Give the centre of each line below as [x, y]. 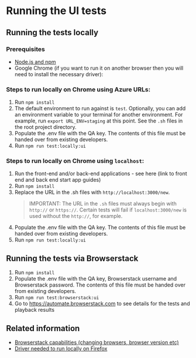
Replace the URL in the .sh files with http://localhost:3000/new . [92, 192]
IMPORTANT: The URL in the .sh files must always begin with [103, 204]
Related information [43, 328]
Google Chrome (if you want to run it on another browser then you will [99, 68]
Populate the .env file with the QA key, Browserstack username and [96, 279]
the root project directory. [45, 127]
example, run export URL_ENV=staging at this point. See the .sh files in [99, 121]
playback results [34, 310]
